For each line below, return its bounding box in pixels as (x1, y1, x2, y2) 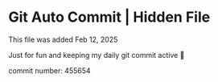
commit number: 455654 (8, 65, 91, 76)
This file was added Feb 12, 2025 (8, 35, 118, 44)
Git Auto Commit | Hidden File (8, 8, 211, 27)
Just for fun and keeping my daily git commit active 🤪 (8, 50, 185, 59)
